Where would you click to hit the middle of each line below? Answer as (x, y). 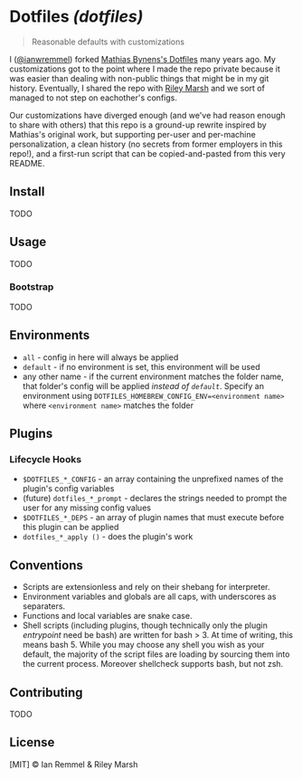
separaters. (44, 606)
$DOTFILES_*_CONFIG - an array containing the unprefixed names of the (153, 479)
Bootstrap (32, 287)
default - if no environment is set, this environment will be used (141, 366)
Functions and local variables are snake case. (107, 616)
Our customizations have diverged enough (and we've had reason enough (148, 115)
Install (27, 192)
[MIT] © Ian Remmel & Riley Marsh (74, 764)
